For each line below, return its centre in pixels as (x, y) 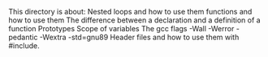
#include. (24, 46)
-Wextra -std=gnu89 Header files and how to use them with (139, 37)
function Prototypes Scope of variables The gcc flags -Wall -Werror (121, 28)
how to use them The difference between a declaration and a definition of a (135, 20)
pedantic (23, 37)
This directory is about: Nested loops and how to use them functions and (130, 12)
